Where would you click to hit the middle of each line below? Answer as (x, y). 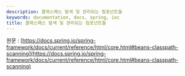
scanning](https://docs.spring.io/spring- (56, 54)
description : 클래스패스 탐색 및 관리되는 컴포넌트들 (64, 12)
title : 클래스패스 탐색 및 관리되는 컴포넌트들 (56, 23)
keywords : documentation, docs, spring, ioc (63, 17)
